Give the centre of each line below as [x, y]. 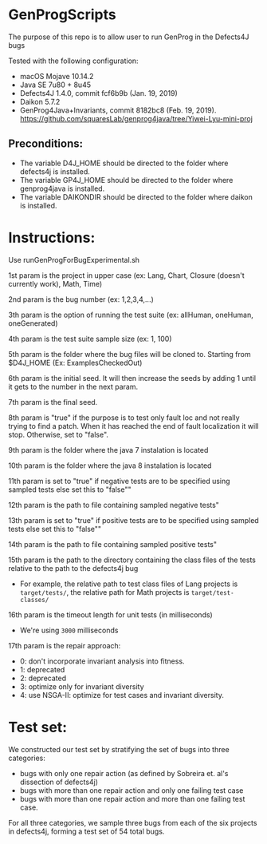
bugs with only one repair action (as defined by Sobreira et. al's [124, 773]
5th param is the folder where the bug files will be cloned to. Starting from [130, 354]
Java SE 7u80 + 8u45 [55, 85]
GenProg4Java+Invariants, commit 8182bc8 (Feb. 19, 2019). [118, 110]
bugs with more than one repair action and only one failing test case [132, 790]
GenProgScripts [63, 15]
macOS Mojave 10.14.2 [57, 76]
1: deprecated [42, 669]
